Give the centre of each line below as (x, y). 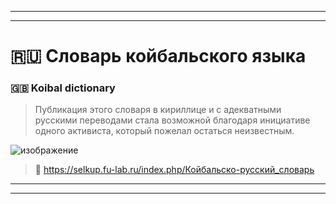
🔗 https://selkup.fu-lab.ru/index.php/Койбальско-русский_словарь (174, 170)
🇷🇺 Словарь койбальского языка (158, 56)
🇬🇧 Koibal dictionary (63, 88)
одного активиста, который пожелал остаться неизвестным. (164, 131)
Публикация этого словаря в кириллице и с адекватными (158, 110)
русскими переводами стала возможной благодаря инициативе (172, 120)
